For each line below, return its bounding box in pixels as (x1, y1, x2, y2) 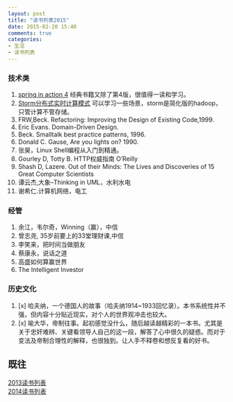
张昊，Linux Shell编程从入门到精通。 (17, 146, 123, 154)
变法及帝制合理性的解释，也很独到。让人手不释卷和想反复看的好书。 (17, 336, 214, 344)
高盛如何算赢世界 (17, 258, 67, 266)
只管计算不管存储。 (17, 108, 74, 116)
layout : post (8, 10, 46, 17)
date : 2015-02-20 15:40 (8, 23, 77, 30)
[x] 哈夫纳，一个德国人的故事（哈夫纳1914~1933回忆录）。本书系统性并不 (17, 301, 226, 309)
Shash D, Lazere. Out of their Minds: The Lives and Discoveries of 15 (17, 163, 215, 171)
